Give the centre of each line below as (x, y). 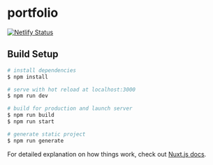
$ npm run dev (28, 96)
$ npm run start (31, 122)
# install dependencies (42, 70)
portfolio (33, 13)
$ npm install (28, 77)
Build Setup (33, 54)
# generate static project (46, 134)
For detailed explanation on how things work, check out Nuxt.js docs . (107, 154)
